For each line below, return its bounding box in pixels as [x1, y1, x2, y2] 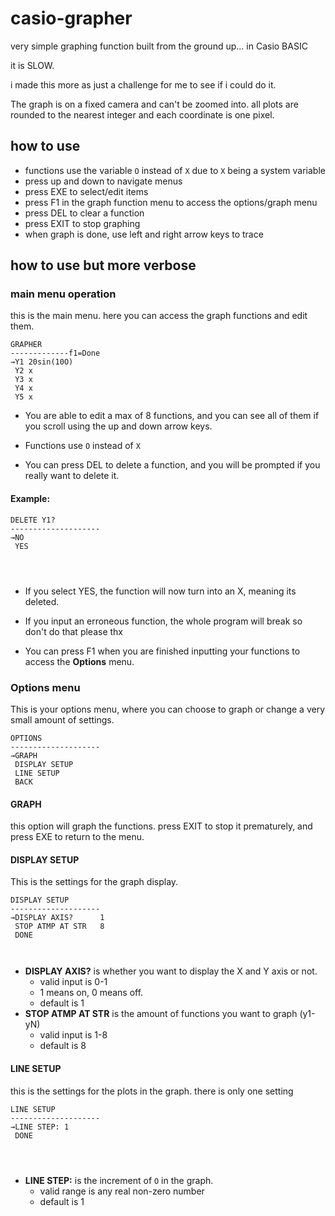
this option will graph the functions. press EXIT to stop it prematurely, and [10, 820, 313, 832]
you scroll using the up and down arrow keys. [24, 420, 213, 432]
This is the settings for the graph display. [10, 876, 179, 888]
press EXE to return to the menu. [10, 831, 145, 843]
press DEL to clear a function [24, 207, 145, 219]
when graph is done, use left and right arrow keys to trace [24, 228, 264, 240]
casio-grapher [10, 7, 133, 30]
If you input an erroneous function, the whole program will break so [24, 615, 303, 627]
